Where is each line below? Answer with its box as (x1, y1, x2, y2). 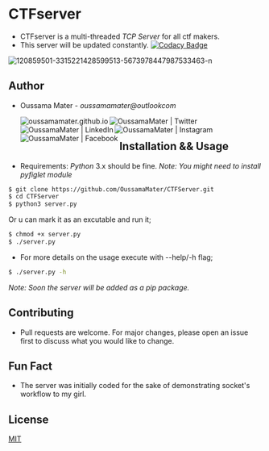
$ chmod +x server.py (8, 231, 81, 239)
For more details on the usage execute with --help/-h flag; (19, 252, 213, 262)
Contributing (8, 306, 74, 319)
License (8, 412, 49, 426)
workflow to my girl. (19, 389, 87, 399)
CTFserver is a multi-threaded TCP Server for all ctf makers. (19, 31, 220, 41)
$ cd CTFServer (8, 193, 60, 201)
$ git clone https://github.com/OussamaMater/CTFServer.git (8, 185, 215, 194)
